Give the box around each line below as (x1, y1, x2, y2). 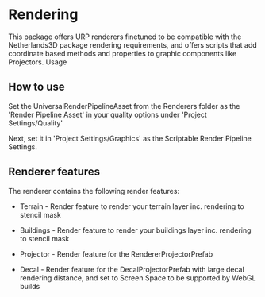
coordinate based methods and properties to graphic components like (8, 48, 237, 58)
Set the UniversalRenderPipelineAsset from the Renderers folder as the (8, 101, 240, 110)
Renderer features (8, 165, 101, 179)
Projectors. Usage (8, 57, 67, 67)
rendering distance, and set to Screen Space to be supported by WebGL (19, 272, 256, 283)
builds (19, 281, 40, 291)
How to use (8, 80, 65, 94)
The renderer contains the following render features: (8, 186, 180, 195)
